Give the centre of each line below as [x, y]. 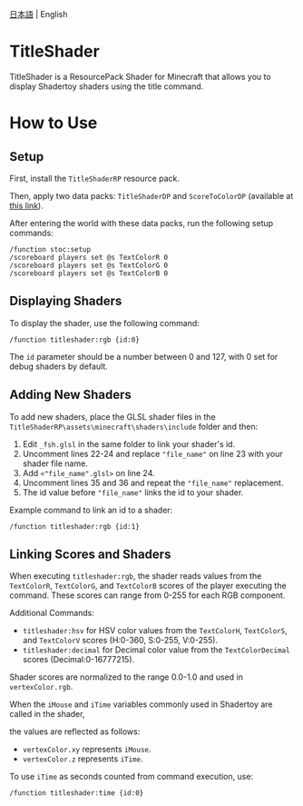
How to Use [54, 123]
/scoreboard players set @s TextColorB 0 [89, 273]
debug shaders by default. [59, 366]
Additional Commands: [52, 613]
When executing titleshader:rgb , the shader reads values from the [136, 576]
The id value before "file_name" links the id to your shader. [133, 492]
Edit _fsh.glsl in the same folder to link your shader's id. [129, 443]
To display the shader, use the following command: [104, 323]
